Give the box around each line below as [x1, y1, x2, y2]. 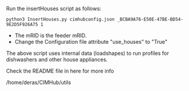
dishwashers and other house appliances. [6, 56, 108, 63]
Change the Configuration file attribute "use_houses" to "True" [14, 38, 168, 45]
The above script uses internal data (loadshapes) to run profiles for [6, 50, 170, 57]
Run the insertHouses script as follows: [6, 5, 102, 12]
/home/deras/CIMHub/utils [6, 79, 71, 86]
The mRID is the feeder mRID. [14, 32, 87, 39]
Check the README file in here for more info [6, 67, 114, 74]
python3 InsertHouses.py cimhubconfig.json [6, 17, 115, 22]
